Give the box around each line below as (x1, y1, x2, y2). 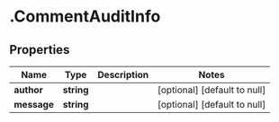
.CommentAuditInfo (9, 6, 161, 27)
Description (97, 69, 149, 81)
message (13, 99, 54, 110)
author (13, 83, 43, 96)
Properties (9, 42, 70, 57)
